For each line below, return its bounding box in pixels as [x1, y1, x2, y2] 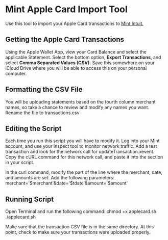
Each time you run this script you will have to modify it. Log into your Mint [5, 138, 160, 144]
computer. [5, 70, 27, 76]
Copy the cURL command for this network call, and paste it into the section [5, 154, 163, 160]
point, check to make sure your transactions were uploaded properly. [5, 229, 151, 235]
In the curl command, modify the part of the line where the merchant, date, [5, 169, 162, 175]
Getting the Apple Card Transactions [5, 35, 124, 44]
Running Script [5, 195, 54, 203]
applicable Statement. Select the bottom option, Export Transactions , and [5, 54, 161, 60]
